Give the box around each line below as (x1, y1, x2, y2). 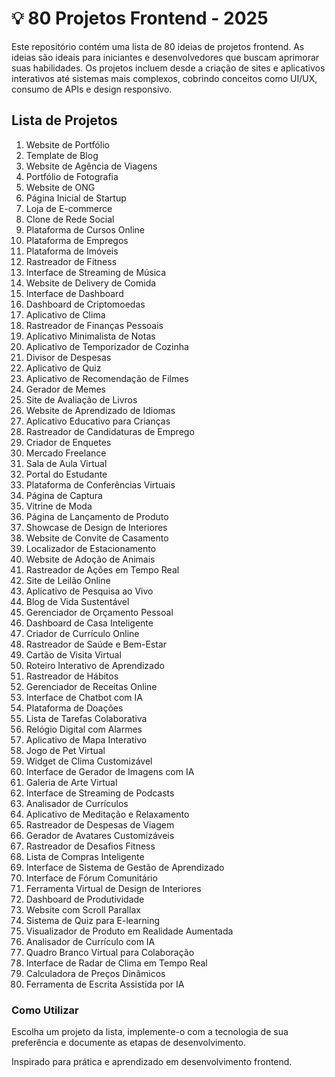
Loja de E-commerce (25, 202, 113, 214)
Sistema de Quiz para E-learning (25, 914, 160, 926)
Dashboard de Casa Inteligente (25, 617, 154, 629)
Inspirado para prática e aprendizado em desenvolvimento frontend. (11, 1056, 293, 1068)
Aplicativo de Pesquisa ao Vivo (25, 585, 154, 597)
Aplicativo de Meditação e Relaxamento (25, 808, 190, 820)
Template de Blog (25, 149, 99, 161)
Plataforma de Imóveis (25, 245, 119, 257)
